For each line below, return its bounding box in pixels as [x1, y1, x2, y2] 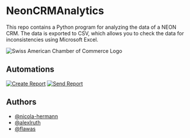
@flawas [14, 125, 36, 132]
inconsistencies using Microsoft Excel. [6, 36, 98, 43]
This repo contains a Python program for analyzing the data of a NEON [6, 23, 177, 31]
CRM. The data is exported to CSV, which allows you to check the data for [6, 29, 184, 36]
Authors [6, 97, 37, 107]
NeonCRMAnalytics [6, 4, 104, 18]
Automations [6, 65, 54, 75]
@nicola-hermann [14, 113, 58, 120]
